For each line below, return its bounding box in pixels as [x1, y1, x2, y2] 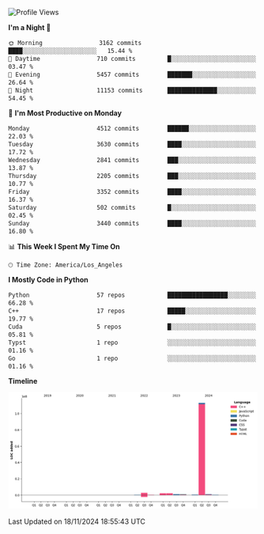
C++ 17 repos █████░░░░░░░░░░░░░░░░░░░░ [8, 307, 257, 315]
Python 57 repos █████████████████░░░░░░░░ [8, 291, 257, 299]
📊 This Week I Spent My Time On [8, 242, 120, 251]
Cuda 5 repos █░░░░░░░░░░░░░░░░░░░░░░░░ [8, 323, 257, 331]
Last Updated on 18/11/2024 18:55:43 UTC [8, 517, 146, 526]
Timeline [8, 377, 38, 385]
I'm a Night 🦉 [8, 23, 51, 32]
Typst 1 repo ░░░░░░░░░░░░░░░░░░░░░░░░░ [8, 339, 257, 347]
